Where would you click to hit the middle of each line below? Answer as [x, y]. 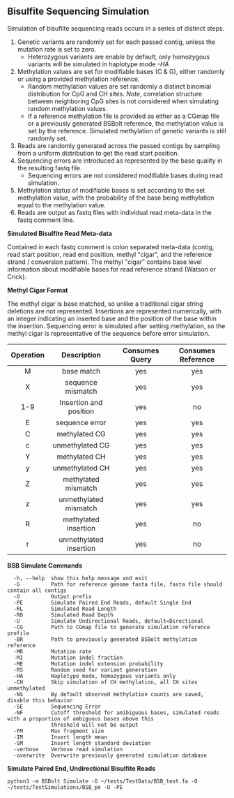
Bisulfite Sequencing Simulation [78, 12]
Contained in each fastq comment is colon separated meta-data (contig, [111, 246]
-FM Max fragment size [59, 731]
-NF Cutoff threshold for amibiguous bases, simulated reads [116, 712]
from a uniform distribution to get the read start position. [98, 153]
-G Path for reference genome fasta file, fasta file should [118, 584]
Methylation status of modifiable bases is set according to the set [111, 190]
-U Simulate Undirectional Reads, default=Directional [109, 621]
